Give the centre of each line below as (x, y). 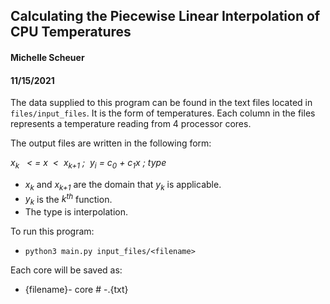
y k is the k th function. (68, 199)
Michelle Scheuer (47, 57)
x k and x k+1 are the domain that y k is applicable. (123, 185)
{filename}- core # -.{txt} (76, 290)
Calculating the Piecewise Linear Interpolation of (165, 16)
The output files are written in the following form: (111, 143)
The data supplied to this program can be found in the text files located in (161, 103)
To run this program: (52, 231)
